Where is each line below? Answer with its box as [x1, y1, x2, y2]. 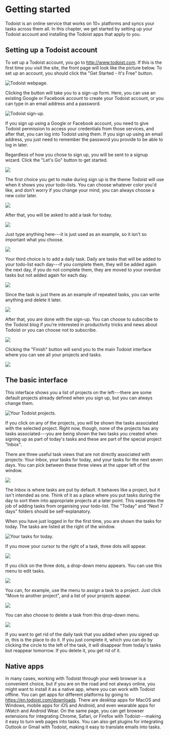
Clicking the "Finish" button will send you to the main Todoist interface [5, 346, 152, 352]
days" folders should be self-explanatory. [5, 508, 91, 514]
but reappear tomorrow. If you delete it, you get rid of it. [5, 647, 121, 653]
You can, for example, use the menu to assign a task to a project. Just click [5, 587, 161, 593]
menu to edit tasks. [5, 568, 45, 574]
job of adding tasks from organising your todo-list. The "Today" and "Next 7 [5, 503, 163, 509]
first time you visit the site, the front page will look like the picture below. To [5, 64, 162, 71]
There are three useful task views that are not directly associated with [5, 451, 150, 457]
